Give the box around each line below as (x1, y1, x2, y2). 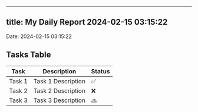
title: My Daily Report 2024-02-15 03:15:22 (6, 17, 168, 27)
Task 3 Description (33, 96, 85, 104)
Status (91, 67, 110, 75)
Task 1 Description (33, 77, 85, 85)
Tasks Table (6, 50, 51, 60)
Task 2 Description (33, 86, 85, 94)
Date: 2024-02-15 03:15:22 (6, 33, 72, 40)
